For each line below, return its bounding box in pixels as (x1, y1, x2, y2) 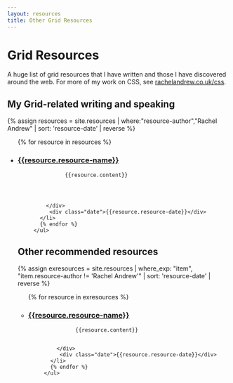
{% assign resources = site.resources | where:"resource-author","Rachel (7, 117, 218, 125)
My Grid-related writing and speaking (7, 98, 175, 110)
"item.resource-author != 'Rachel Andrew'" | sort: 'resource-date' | (17, 272, 211, 280)
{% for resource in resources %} (17, 138, 112, 146)
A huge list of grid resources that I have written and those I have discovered (7, 70, 227, 79)
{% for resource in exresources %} (27, 293, 129, 301)
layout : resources (7, 10, 61, 18)
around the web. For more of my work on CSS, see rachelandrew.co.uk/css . (7, 78, 227, 86)
